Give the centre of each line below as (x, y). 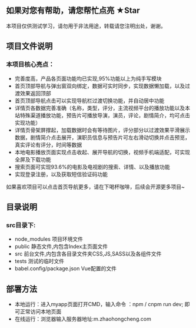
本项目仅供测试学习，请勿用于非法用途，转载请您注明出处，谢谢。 (86, 26)
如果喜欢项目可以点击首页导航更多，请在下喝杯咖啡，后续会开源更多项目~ (96, 187)
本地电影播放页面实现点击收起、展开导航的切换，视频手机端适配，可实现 (102, 152)
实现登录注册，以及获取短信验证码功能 (61, 174)
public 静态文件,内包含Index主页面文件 (61, 247)
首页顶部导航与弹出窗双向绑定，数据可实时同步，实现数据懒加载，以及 (100, 86)
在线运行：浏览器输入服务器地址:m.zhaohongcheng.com (83, 319)
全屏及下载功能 (33, 159)
